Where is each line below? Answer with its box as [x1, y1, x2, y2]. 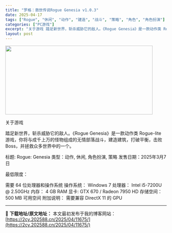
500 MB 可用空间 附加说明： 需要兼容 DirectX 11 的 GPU [5, 195, 123, 201]
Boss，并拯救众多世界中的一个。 [5, 143, 74, 149]
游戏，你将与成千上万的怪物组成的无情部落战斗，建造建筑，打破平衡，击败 [5, 137, 162, 142]
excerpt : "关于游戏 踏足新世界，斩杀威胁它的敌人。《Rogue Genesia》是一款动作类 [5, 27, 161, 32]
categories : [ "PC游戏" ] [5, 22, 55, 27]
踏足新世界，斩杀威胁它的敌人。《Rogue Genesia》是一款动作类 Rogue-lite [5, 130, 161, 136]
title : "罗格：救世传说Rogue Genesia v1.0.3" [5, 7, 99, 13]
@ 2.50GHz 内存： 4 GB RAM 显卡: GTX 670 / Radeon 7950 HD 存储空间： [5, 188, 162, 195]
